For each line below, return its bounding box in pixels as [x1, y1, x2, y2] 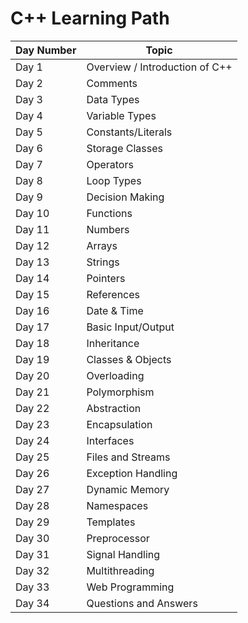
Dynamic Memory [86, 482, 170, 496]
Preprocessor [86, 531, 150, 545]
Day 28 [15, 498, 50, 512]
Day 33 [15, 580, 50, 594]
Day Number [15, 43, 77, 57]
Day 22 [15, 401, 50, 415]
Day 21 [15, 385, 50, 399]
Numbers [86, 222, 130, 236]
